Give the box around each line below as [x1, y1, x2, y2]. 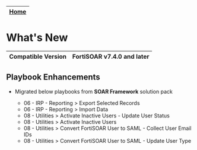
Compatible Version [9, 52, 67, 60]
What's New [6, 31, 68, 44]
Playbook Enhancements [6, 72, 101, 82]
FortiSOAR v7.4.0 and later [72, 52, 150, 60]
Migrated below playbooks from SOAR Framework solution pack [14, 88, 173, 95]
